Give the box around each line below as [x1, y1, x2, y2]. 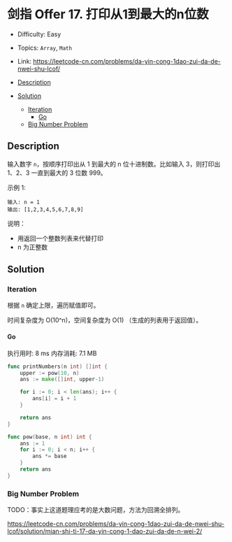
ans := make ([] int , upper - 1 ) [20, 376, 105, 383]
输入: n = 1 [7, 199, 40, 206]
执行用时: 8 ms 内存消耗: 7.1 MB [7, 349, 97, 357]
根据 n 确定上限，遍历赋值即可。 [7, 301, 100, 310]
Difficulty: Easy [17, 29, 61, 38]
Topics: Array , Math [17, 43, 72, 52]
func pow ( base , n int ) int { [7, 433, 92, 441]
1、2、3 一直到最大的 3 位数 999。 [7, 169, 107, 177]
